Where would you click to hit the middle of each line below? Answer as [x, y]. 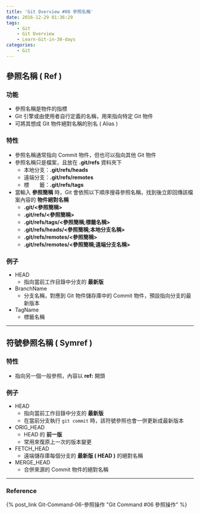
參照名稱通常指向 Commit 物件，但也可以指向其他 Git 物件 [85, 155]
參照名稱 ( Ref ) [34, 76]
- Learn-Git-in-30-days [46, 39]
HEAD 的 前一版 [43, 435]
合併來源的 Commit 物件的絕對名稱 [66, 470]
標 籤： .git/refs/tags [54, 184]
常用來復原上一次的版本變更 [58, 442]
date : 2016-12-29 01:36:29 [40, 17]
